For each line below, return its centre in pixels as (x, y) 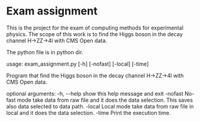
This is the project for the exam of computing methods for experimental (95, 28)
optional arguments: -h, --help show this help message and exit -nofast (95, 93)
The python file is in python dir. (45, 52)
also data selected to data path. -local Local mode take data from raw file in (100, 106)
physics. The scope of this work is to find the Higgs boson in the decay (95, 34)
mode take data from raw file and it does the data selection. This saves (105, 100)
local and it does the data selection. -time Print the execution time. (89, 113)
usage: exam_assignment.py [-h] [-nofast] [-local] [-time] (78, 64)
